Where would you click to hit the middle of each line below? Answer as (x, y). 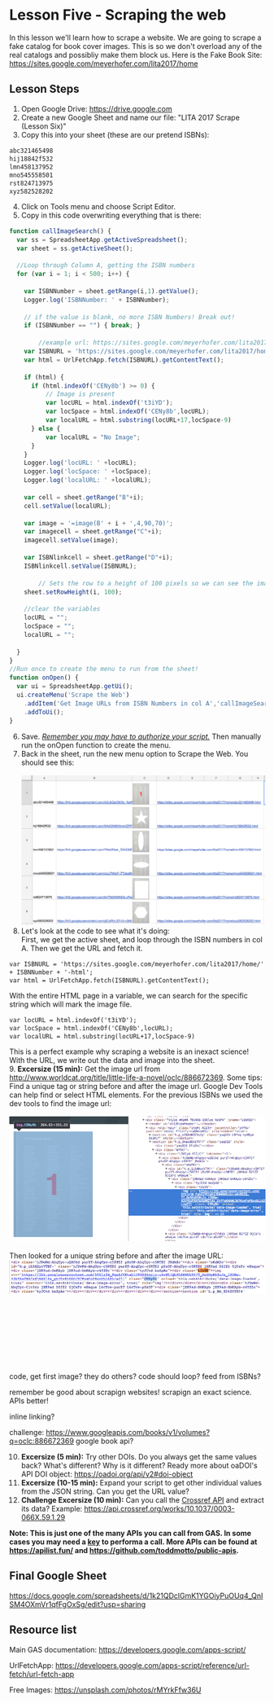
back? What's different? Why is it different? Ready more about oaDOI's (139, 1465)
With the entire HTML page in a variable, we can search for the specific (129, 995)
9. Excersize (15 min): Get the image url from (85, 1069)
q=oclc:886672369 (41, 1441)
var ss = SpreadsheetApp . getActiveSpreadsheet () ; (102, 239)
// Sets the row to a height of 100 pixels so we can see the (146, 583)
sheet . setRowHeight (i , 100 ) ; (73, 592)
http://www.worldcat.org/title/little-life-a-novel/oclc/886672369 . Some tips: (136, 1078)
